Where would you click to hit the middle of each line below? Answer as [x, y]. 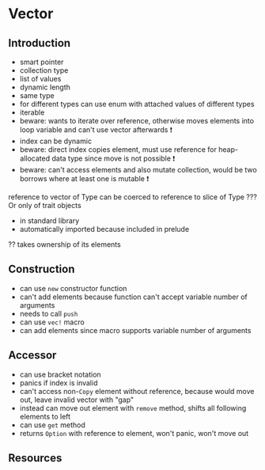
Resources [35, 459]
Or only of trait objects [45, 205]
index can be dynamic [56, 141]
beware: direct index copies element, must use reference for [118, 150]
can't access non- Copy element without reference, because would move [137, 391]
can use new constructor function [73, 288]
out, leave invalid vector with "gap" [77, 400]
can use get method [52, 425]
